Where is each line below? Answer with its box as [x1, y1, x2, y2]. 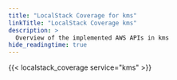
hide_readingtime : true [8, 41, 88, 49]
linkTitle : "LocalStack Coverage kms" [8, 19, 137, 27]
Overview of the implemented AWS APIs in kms [15, 33, 170, 42]
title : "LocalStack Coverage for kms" [8, 11, 137, 20]
